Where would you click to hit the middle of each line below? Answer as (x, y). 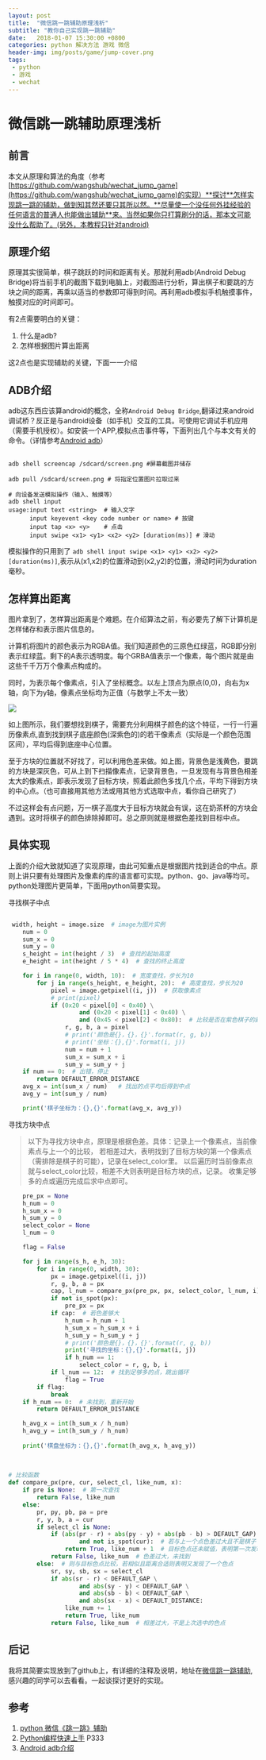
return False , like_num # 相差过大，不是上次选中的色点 (138, 1623)
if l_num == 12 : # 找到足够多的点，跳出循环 (120, 1372)
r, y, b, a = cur (65, 1519)
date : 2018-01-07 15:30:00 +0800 (67, 38)
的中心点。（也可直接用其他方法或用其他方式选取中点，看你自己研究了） (124, 790)
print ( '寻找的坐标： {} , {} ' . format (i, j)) (130, 1350)
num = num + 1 (88, 1049)
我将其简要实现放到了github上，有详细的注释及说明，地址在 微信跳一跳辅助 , (131, 1670)
